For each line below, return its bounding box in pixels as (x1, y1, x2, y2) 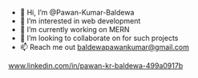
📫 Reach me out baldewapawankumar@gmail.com (19, 43, 190, 51)
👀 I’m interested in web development (19, 16, 141, 26)
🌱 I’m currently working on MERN (19, 25, 130, 34)
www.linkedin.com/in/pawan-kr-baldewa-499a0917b (8, 61, 184, 70)
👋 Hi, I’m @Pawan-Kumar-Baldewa (19, 8, 135, 17)
